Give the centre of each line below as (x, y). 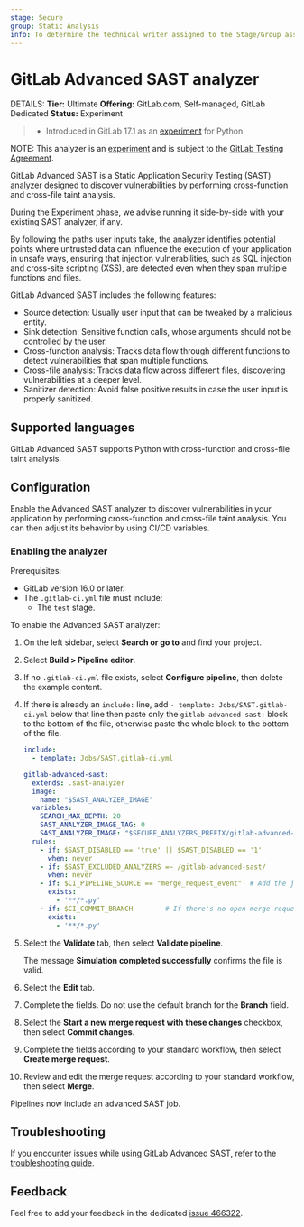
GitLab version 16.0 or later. (74, 588)
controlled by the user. (65, 341)
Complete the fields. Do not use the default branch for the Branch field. (156, 1005)
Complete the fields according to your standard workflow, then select (152, 1049)
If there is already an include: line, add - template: (119, 705)
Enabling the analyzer (59, 551)
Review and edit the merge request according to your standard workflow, (159, 1076)
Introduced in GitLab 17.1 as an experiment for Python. (146, 131)
